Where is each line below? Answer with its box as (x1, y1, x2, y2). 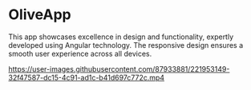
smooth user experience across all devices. (8, 49, 152, 58)
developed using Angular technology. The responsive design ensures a (8, 40, 244, 49)
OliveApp (8, 6, 71, 24)
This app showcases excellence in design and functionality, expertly (8, 32, 234, 41)
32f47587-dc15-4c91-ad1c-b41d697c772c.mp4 (8, 72, 165, 82)
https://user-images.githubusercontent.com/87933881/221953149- (8, 64, 230, 73)
